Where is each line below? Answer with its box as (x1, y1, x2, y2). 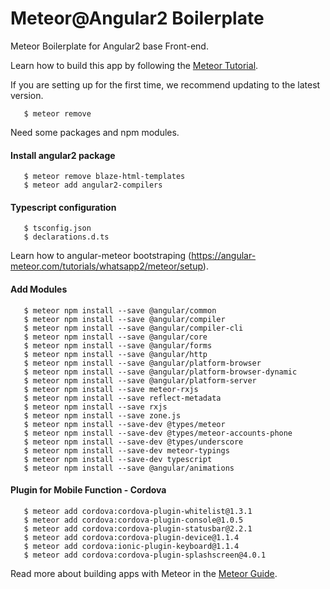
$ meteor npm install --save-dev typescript (23, 454, 213, 464)
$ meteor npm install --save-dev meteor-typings (23, 445, 230, 456)
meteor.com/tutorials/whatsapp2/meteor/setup (10, 260, 203, 272)
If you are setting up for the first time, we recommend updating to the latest (10, 78, 321, 91)
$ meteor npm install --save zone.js (23, 410, 182, 421)
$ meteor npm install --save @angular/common (23, 305, 217, 316)
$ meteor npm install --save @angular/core (23, 332, 208, 342)
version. (10, 89, 44, 101)
